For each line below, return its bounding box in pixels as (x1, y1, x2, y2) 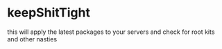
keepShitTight (7, 5, 90, 21)
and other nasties (7, 35, 58, 43)
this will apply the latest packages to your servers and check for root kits (7, 28, 215, 36)
